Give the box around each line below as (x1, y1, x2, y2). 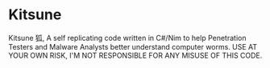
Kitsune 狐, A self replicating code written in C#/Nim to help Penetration (8, 33, 247, 42)
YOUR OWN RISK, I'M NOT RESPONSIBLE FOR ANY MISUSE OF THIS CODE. (8, 50, 263, 60)
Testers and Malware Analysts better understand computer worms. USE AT (8, 42, 258, 51)
